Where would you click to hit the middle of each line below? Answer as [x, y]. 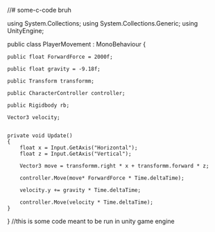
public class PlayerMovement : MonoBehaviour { [77, 44]
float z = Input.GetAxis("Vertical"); [76, 154]
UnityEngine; [26, 31]
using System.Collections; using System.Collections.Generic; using [103, 23]
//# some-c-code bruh [39, 10]
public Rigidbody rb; [38, 105]
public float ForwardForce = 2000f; [60, 57]
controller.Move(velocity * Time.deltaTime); [87, 202]
